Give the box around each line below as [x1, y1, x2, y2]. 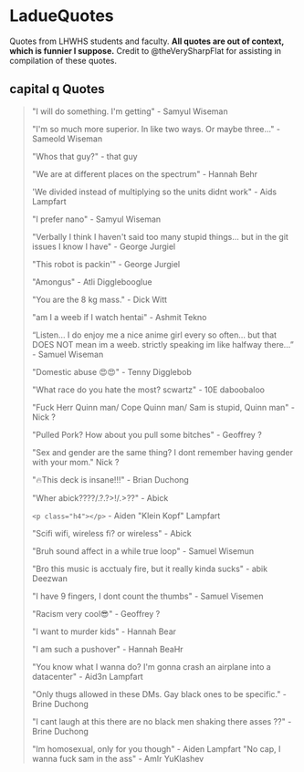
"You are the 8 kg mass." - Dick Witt [31, 294, 167, 305]
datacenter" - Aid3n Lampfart [31, 671, 143, 682]
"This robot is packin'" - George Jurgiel [31, 258, 181, 269]
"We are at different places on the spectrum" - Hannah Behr [31, 168, 258, 179]
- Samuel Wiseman [31, 349, 104, 360]
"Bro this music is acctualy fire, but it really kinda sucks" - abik [31, 563, 267, 574]
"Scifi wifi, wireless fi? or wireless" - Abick [31, 527, 192, 538]
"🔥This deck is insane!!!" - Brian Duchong [31, 474, 189, 485]
